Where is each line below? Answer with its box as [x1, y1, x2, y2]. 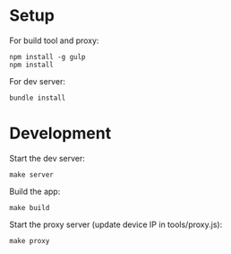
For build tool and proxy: [9, 35, 99, 46]
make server [9, 170, 54, 180]
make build [9, 203, 50, 212]
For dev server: [9, 75, 65, 86]
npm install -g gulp [9, 52, 87, 61]
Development [9, 123, 112, 144]
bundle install [9, 93, 66, 102]
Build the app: [9, 186, 61, 197]
